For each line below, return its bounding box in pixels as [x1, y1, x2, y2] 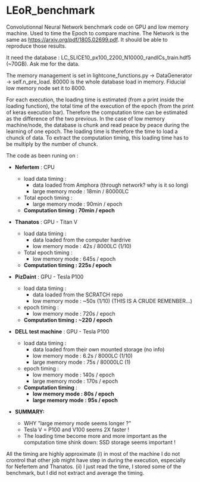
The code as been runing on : [6, 152, 79, 159]
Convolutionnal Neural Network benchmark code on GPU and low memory [6, 23, 189, 30]
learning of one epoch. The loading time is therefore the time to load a [6, 128, 178, 135]
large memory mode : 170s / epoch [32, 377, 118, 385]
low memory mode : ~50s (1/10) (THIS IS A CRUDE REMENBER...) [32, 297, 192, 304]
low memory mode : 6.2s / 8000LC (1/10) [32, 352, 133, 359]
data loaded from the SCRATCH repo [32, 291, 123, 298]
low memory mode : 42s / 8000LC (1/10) [32, 242, 132, 249]
